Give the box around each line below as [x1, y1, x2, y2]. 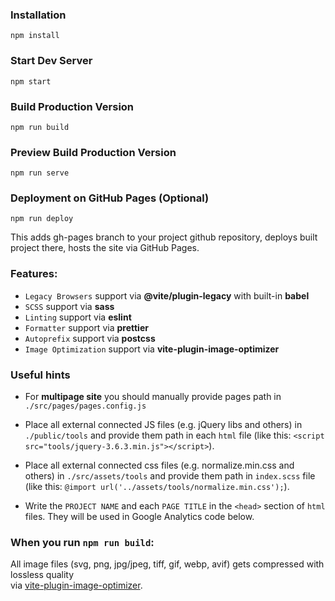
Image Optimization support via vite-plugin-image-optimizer [24, 343, 280, 355]
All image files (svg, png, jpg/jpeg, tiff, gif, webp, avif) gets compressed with [10, 558, 325, 570]
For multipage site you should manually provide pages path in [24, 391, 282, 403]
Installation [10, 8, 67, 22]
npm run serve [10, 168, 70, 178]
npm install [10, 31, 60, 41]
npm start [10, 76, 52, 87]
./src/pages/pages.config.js [24, 401, 147, 412]
